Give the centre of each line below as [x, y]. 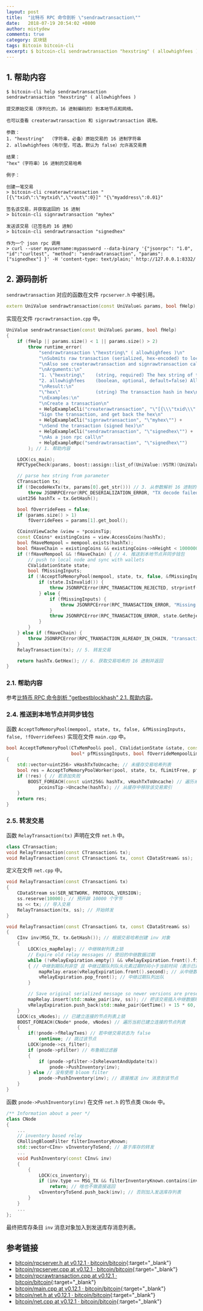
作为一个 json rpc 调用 [33, 243]
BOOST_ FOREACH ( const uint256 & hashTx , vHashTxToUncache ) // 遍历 [111, 782]
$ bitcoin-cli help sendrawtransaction [56, 91]
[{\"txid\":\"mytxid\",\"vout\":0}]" [54, 197]
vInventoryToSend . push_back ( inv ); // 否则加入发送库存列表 [110, 1192]
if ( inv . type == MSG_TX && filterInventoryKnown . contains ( [114, 1181]
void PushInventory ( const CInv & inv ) [65, 1158]
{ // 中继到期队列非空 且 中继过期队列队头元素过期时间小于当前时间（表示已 [111, 966]
